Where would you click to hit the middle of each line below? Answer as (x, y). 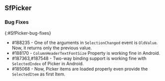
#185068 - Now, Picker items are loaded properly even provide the (80, 69)
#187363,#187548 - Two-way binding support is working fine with (79, 58)
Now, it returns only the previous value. (52, 48)
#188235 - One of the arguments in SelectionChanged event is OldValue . (85, 42)
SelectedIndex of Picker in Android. (48, 63)
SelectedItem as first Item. (38, 74)
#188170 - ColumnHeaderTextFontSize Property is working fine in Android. (86, 53)
